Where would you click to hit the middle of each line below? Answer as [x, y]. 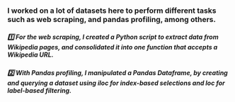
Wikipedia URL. [31, 55]
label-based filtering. [40, 90]
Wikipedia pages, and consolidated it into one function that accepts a [113, 47]
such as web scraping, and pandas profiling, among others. [111, 19]
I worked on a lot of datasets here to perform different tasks [112, 11]
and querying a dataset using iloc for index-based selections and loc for [116, 83]
